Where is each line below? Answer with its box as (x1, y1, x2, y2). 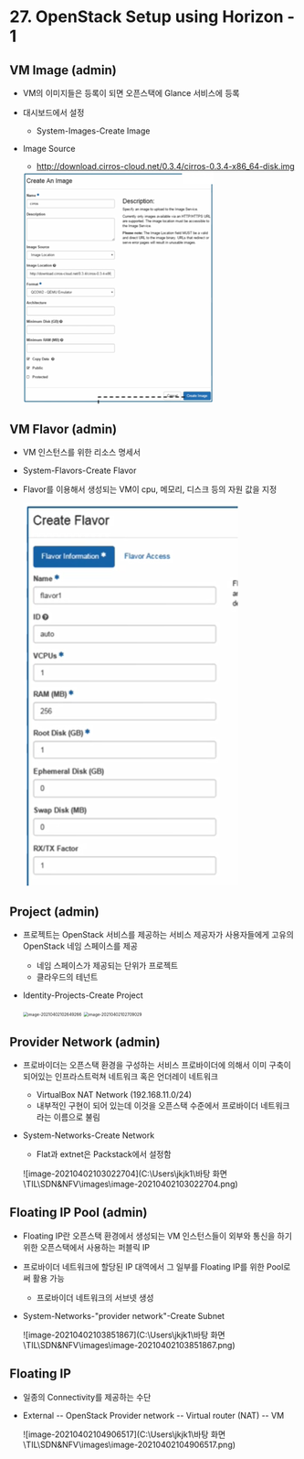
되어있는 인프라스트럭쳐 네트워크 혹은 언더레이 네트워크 (22, 1070, 219, 1081)
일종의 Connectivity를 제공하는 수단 (22, 1391, 152, 1402)
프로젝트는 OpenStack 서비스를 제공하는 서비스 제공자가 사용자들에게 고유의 (22, 929, 294, 940)
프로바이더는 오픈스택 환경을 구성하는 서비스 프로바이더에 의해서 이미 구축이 (22, 1059, 292, 1070)
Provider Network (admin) (9, 1034, 161, 1049)
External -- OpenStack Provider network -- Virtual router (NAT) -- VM (22, 1410, 285, 1421)
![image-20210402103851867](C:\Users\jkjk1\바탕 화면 (22, 1329, 225, 1340)
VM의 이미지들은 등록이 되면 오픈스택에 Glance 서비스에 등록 (22, 88, 240, 98)
